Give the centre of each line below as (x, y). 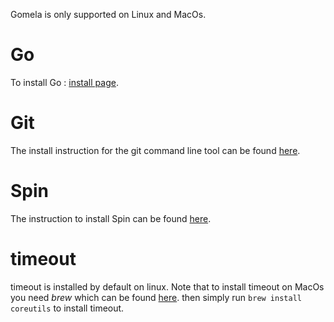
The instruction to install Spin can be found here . (111, 218)
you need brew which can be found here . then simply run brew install (156, 297)
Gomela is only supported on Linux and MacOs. (108, 14)
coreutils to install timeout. (67, 308)
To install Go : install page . (64, 82)
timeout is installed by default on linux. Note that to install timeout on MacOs (167, 286)
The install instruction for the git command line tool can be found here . (155, 150)
